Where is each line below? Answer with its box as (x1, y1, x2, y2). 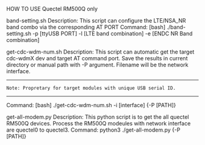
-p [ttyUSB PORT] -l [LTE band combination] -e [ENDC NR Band (32, 30, 193, 37)
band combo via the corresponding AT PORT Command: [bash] (6, 24, 166, 30)
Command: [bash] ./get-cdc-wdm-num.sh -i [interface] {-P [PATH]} (6, 102, 176, 108)
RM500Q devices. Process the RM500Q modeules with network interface (6, 120, 191, 127)
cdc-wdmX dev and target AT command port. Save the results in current (6, 55, 188, 62)
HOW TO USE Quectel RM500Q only (6, 5, 98, 12)
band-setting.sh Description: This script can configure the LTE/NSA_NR (6, 17, 186, 24)
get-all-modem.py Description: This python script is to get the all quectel (6, 113, 189, 121)
